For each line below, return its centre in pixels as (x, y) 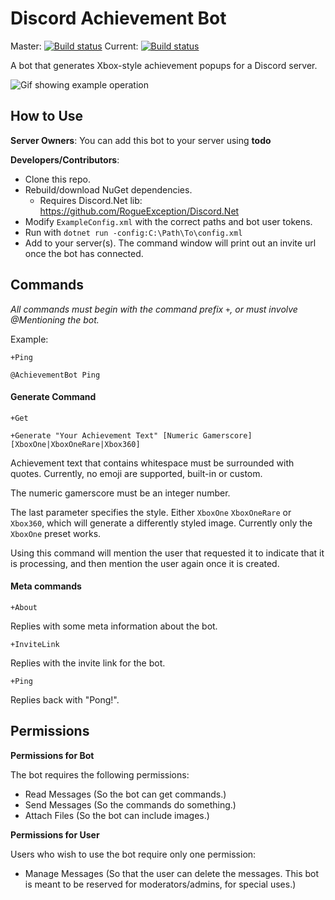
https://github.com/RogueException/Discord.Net (139, 211)
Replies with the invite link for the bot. (88, 663)
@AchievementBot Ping (55, 375)
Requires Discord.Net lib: (91, 200)
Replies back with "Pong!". (65, 699)
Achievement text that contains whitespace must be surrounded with (152, 463)
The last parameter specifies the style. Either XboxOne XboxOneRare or (151, 512)
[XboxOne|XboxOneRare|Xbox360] (75, 444)
